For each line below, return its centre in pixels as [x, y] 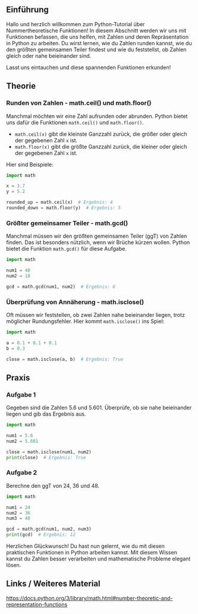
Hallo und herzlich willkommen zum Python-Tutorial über [76, 24]
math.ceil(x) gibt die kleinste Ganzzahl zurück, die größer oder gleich [101, 134]
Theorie [21, 86]
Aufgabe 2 [22, 473]
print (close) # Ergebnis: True [46, 457]
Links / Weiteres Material [53, 584]
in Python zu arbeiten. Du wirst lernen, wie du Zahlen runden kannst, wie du [99, 43]
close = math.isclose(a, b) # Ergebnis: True [65, 359]
